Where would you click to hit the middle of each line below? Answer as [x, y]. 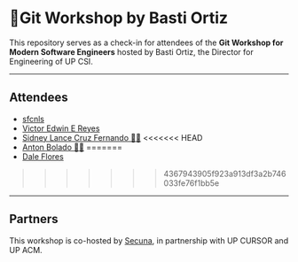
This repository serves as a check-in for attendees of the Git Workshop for [146, 42]
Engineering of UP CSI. [51, 61]
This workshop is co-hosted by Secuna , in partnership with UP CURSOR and [149, 240]
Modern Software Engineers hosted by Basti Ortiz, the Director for [132, 51]
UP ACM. [26, 250]
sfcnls [33, 119]
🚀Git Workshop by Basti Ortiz [119, 18]
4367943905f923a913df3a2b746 [225, 173]
